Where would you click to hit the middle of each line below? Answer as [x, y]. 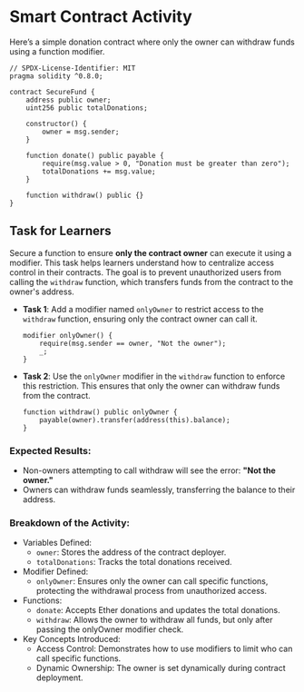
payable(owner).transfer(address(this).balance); [135, 420]
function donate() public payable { [95, 155]
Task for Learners [60, 231]
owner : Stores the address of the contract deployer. [131, 552]
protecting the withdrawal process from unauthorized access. [152, 591]
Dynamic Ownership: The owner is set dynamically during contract [161, 668]
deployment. [59, 677]
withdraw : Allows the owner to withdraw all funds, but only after [154, 620]
